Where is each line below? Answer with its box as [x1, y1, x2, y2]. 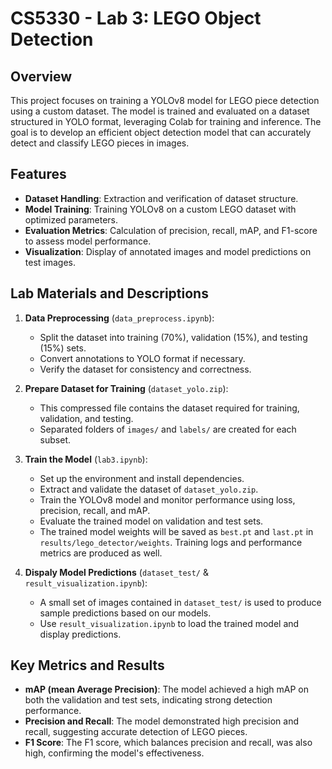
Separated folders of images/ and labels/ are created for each [39, 423, 297, 435]
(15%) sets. [39, 342, 87, 354]
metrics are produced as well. [39, 547, 163, 559]
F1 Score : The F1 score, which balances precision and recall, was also [24, 737, 313, 749]
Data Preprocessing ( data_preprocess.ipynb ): [24, 312, 215, 324]
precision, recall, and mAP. [39, 504, 151, 516]
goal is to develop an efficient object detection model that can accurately [10, 127, 312, 138]
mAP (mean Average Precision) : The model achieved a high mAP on [24, 683, 310, 696]
